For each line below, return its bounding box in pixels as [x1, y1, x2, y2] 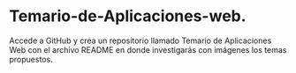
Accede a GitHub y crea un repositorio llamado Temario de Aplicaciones [9, 35, 272, 46]
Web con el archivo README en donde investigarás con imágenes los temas [9, 44, 287, 55]
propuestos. [9, 54, 53, 64]
